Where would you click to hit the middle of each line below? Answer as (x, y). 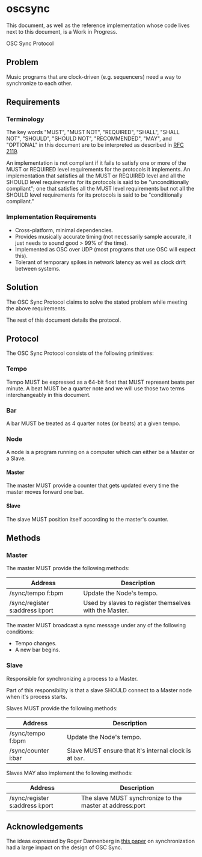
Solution (22, 287)
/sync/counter (29, 751)
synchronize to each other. (39, 83)
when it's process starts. (37, 696)
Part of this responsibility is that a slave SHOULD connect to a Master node (99, 690)
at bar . (76, 758)
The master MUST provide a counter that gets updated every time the (93, 485)
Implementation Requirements (52, 217)
